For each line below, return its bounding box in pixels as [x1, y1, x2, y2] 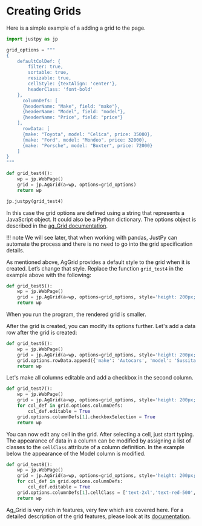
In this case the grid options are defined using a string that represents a [6, 209, 184, 216]
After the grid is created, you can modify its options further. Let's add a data [6, 323, 196, 330]
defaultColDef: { [17, 58, 61, 64]
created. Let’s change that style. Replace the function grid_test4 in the [6, 265, 183, 272]
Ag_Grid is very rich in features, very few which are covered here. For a [6, 506, 184, 513]
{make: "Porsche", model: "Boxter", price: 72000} [22, 142, 153, 149]
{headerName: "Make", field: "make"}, [22, 103, 120, 110]
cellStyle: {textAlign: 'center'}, [28, 81, 118, 87]
